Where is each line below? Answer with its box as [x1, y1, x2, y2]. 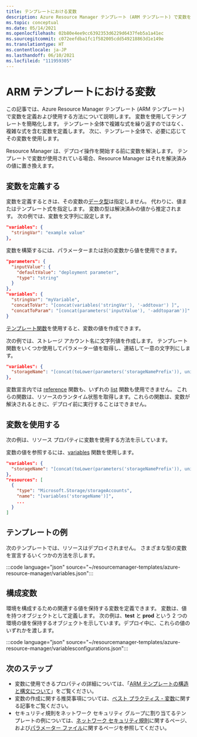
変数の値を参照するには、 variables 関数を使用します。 [6, 449, 137, 456]
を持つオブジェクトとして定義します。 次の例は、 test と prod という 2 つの [6, 612, 188, 619]
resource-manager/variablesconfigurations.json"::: [6, 645, 128, 652]
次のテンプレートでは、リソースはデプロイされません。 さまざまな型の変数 [6, 544, 187, 551]
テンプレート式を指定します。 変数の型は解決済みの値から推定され [16, 205, 177, 213]
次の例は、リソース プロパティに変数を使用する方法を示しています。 [6, 436, 171, 443]
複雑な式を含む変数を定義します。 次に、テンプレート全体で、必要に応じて [6, 128, 186, 135]
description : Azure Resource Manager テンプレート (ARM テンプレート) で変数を [6, 14, 192, 20]
